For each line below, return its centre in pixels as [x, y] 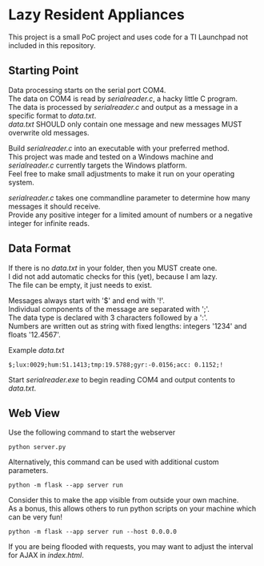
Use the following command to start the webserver [92, 433]
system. [21, 182]
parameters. [28, 471]
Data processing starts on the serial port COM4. [87, 90]
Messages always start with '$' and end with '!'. [87, 300]
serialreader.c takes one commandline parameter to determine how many [129, 197]
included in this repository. [52, 45]
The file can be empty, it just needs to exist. [80, 285]
